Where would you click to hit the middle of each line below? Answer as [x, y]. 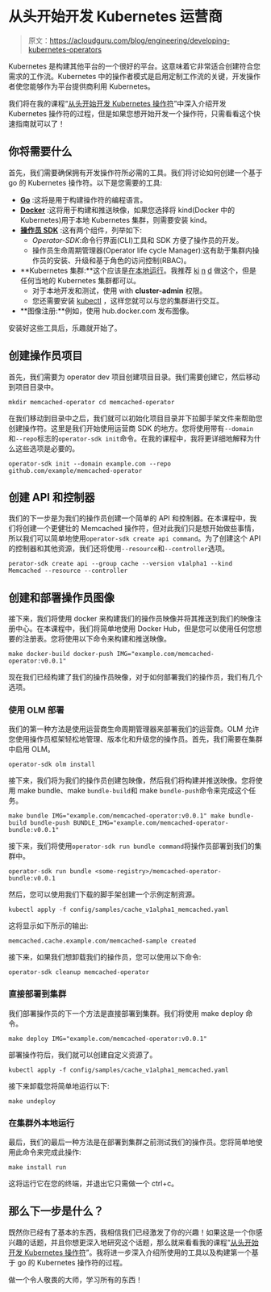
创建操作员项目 [46, 356]
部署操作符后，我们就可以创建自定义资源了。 [83, 1055]
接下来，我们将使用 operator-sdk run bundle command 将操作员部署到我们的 [131, 846]
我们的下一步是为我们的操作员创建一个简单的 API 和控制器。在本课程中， [129, 518]
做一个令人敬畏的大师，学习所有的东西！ [75, 1279]
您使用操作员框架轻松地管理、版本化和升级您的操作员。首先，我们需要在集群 [135, 739]
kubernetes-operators [65, 49]
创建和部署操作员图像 [61, 598]
